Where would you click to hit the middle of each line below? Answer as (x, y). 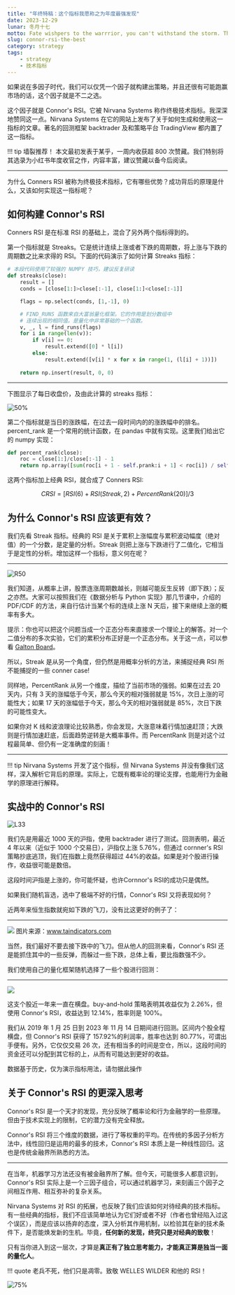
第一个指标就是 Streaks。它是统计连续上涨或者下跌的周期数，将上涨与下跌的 (117, 247)
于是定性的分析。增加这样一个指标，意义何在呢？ (78, 553)
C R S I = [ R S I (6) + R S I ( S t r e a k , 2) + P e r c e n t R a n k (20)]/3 (117, 494)
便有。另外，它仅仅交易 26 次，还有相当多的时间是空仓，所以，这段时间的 (120, 1045)
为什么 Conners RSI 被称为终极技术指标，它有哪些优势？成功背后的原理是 (113, 181)
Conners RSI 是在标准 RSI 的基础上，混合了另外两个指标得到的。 (100, 232)
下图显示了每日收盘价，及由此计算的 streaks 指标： (81, 393)
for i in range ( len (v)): (56, 334)
